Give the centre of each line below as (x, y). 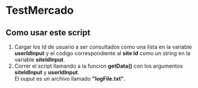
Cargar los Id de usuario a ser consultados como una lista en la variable (103, 47)
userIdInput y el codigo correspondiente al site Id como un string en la (102, 53)
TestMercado (40, 10)
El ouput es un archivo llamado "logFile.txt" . (70, 79)
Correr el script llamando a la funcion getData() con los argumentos (98, 66)
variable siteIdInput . (40, 60)
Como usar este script (48, 33)
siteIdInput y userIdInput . (47, 72)
